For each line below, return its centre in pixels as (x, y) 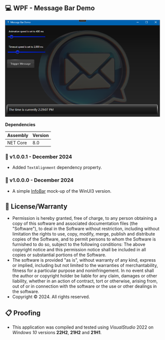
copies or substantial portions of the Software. (59, 255)
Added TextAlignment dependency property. (57, 168)
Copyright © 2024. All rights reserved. (51, 297)
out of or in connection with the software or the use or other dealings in (84, 286)
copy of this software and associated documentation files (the (75, 224)
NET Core (17, 142)
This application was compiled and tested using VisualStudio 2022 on (83, 327)
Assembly (18, 136)
